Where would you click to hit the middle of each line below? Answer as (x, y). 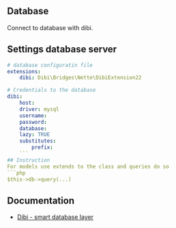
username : (33, 116)
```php (16, 173)
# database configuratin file (50, 65)
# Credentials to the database (52, 90)
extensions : (24, 71)
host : (27, 103)
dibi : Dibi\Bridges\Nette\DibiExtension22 (80, 78)
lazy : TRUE (35, 135)
